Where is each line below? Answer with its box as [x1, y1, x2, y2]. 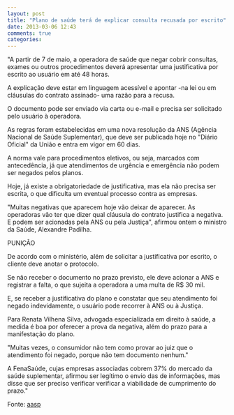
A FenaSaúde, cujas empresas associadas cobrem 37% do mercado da [7, 364, 213, 373]
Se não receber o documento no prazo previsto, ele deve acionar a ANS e [7, 273, 219, 282]
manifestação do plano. [7, 330, 75, 338]
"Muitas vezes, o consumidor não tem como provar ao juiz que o [7, 343, 193, 352]
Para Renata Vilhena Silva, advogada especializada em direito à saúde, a [7, 315, 217, 324]
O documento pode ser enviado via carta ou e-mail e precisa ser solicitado [7, 105, 222, 113]
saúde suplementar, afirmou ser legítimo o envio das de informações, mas [7, 372, 221, 380]
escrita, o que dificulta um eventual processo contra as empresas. [7, 190, 198, 198]
